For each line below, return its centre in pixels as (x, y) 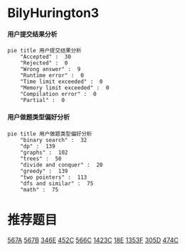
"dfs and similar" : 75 (57, 183)
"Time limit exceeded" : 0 (61, 82)
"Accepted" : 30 (46, 57)
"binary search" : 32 (54, 140)
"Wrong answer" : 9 (50, 69)
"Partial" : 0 (43, 101)
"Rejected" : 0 (44, 63)
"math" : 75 (39, 189)
